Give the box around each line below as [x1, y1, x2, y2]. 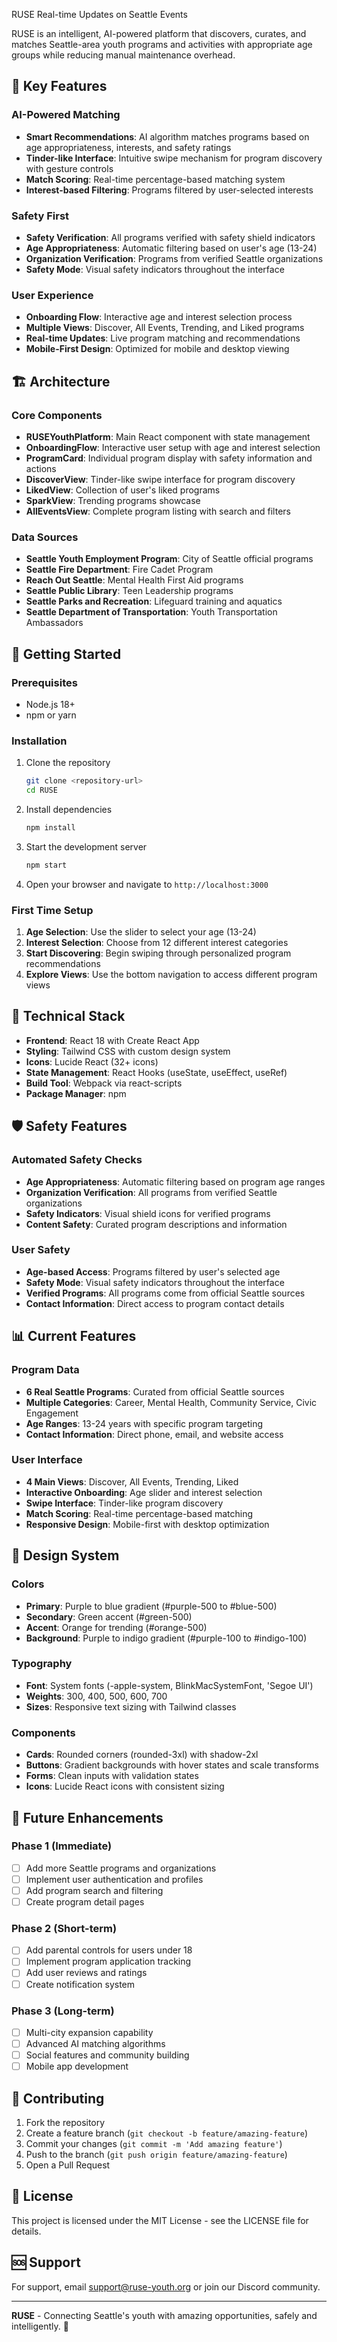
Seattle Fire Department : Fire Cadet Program [25, 564, 214, 576]
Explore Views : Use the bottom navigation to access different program [25, 969, 318, 981]
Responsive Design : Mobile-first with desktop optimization [25, 1518, 270, 1530]
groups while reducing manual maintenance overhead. [11, 49, 236, 61]
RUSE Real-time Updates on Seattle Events [11, 9, 188, 20]
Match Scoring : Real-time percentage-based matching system [25, 173, 286, 185]
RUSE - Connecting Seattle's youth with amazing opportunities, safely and [11, 2309, 318, 2321]
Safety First [11, 209, 70, 223]
